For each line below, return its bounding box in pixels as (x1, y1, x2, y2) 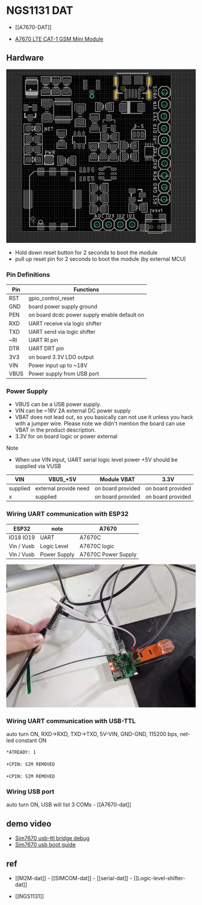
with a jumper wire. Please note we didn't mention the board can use (14, 420, 185, 427)
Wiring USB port (6, 787, 55, 796)
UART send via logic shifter (28, 328, 96, 335)
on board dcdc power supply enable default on (28, 312, 144, 319)
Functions (73, 286, 99, 293)
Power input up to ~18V (28, 362, 88, 369)
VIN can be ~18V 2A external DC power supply (14, 407, 131, 414)
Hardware (6, 53, 44, 63)
